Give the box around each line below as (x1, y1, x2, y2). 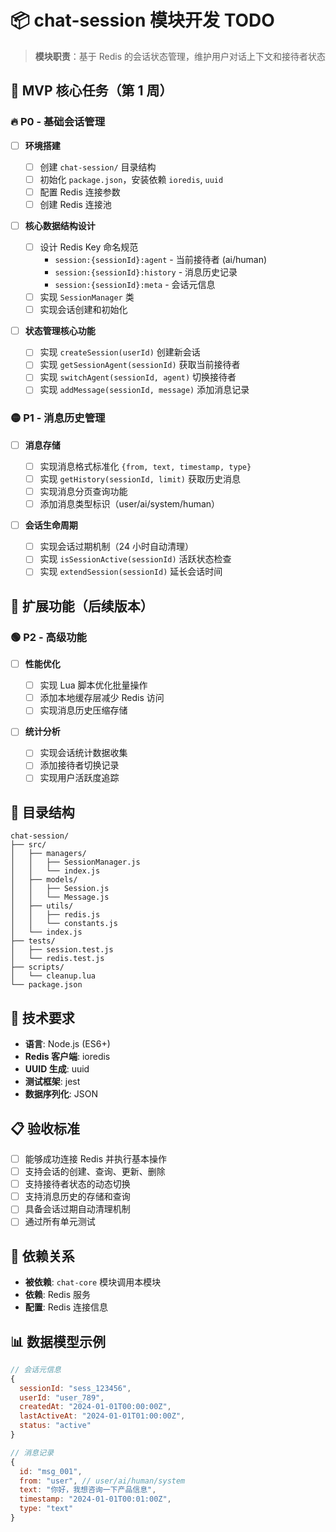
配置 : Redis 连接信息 (24, 1301, 109, 1313)
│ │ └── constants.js (10, 919, 118, 929)
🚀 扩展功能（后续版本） (10, 597, 154, 615)
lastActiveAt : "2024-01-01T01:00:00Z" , (19, 1411, 186, 1421)
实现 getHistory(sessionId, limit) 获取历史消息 (39, 472, 241, 485)
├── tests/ (10, 936, 56, 946)
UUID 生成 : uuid (24, 1063, 90, 1075)
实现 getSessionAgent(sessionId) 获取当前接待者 (39, 359, 241, 371)
